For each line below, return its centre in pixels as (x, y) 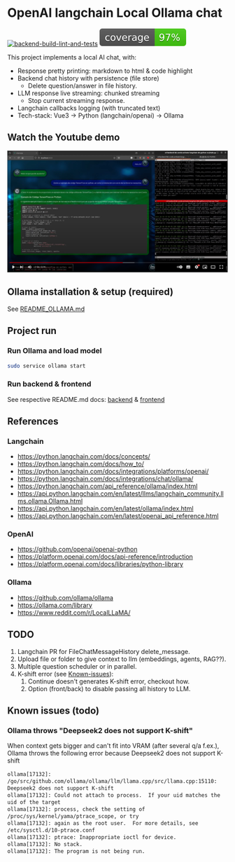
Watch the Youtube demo (64, 138)
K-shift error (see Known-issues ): (65, 674)
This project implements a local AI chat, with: (72, 57)
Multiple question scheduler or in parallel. (77, 666)
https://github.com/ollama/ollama (65, 597)
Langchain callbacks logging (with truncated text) (89, 108)
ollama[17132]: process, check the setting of (76, 809)
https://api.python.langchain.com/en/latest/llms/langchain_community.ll (120, 494)
